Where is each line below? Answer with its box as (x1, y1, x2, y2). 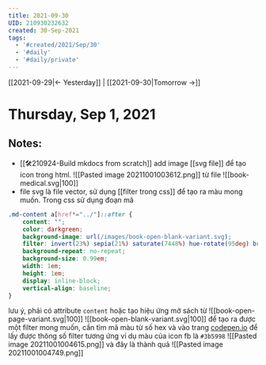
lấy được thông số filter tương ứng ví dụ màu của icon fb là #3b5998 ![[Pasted (8, 331, 257, 341)
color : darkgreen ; (22, 225, 83, 233)
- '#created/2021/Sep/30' (15, 41, 101, 49)
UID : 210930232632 (8, 19, 69, 27)
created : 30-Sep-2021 (8, 26, 80, 34)
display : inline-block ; (22, 277, 101, 285)
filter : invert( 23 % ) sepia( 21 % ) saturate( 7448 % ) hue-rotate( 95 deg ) (22, 240, 250, 248)
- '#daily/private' (15, 56, 80, 64)
